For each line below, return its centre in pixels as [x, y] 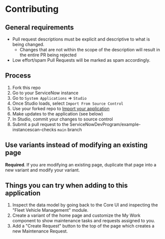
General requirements [40, 27]
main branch [70, 129]
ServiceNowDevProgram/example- [105, 124]
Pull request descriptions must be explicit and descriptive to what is [81, 39]
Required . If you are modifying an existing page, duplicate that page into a [81, 164]
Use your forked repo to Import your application [61, 108]
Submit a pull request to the [41, 124]
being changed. [28, 44]
